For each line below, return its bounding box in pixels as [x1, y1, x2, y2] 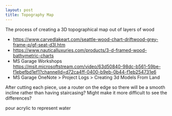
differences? [5, 95, 32, 101]
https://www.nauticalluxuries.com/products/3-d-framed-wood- [12, 47, 147, 53]
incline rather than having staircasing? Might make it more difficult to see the [5, 89, 167, 96]
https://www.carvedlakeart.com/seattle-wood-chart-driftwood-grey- [12, 36, 159, 42]
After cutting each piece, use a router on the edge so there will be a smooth [5, 84, 165, 90]
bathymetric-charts [12, 52, 54, 59]
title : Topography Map [5, 12, 54, 17]
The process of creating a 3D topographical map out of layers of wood [5, 26, 155, 32]
